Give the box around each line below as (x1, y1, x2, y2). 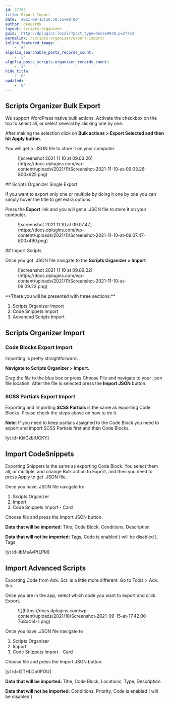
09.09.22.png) (18, 284, 48, 290)
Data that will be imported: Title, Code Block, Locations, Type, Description (5, 678, 161, 685)
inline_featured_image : (5, 41, 55, 46)
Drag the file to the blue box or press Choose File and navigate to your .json (5, 375, 162, 381)
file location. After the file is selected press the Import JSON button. (5, 380, 147, 386)
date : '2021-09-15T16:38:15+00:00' (5, 17, 80, 22)
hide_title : (5, 69, 30, 74)
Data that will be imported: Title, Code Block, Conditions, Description (5, 524, 150, 530)
